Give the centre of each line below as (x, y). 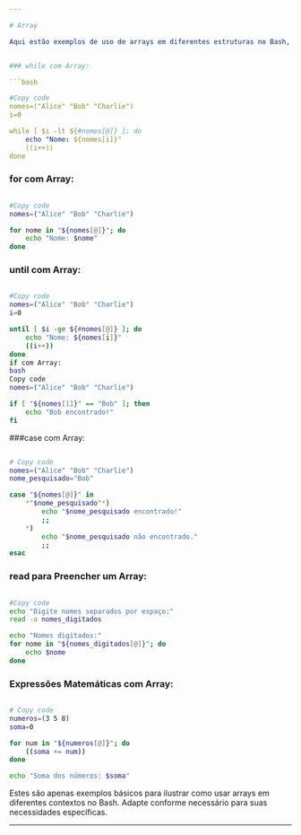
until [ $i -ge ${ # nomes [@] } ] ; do (76, 330)
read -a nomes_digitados (56, 620)
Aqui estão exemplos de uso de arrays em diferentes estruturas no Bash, (150, 41)
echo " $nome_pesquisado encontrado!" (112, 512)
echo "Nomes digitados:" (56, 636)
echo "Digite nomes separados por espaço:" (92, 611)
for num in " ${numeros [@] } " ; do (69, 743)
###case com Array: (47, 437)
